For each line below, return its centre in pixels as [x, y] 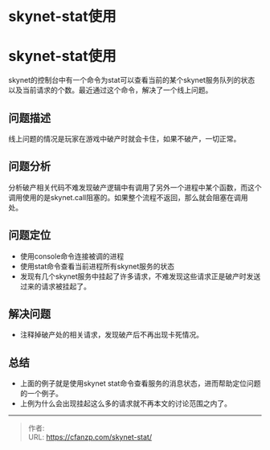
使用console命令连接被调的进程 [72, 256]
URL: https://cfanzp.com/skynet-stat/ [90, 437]
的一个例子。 [41, 394]
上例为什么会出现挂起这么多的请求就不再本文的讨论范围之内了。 [125, 403]
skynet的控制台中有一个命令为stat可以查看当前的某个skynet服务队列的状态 [132, 80]
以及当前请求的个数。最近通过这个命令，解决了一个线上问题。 [110, 90]
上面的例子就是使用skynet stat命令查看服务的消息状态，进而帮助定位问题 [140, 383]
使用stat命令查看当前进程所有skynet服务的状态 [97, 266]
